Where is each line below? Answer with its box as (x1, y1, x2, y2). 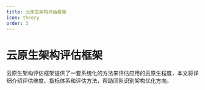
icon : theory (6, 15, 40, 21)
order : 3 (6, 20, 29, 26)
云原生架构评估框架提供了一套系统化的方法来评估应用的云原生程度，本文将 (6, 69, 193, 77)
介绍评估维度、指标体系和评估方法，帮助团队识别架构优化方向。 (11, 77, 172, 85)
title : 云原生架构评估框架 (6, 9, 67, 15)
